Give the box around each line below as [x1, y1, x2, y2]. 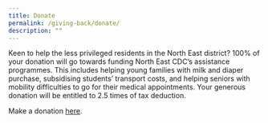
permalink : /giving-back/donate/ [8, 19, 120, 27]
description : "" [8, 26, 63, 34]
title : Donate [8, 11, 56, 20]
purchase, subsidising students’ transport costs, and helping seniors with [8, 73, 250, 84]
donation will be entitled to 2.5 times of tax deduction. [8, 91, 186, 101]
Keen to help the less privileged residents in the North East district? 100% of [8, 49, 260, 58]
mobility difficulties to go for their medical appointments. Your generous [8, 82, 246, 92]
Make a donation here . [8, 106, 83, 116]
